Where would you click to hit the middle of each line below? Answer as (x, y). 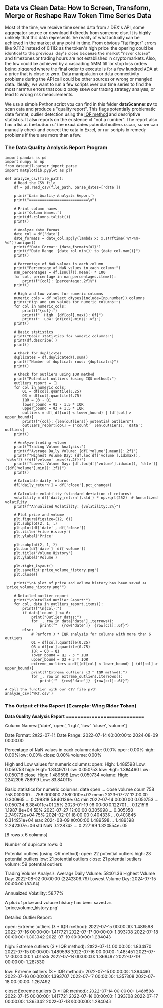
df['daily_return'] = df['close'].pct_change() (63, 485)
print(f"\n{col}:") (42, 609)
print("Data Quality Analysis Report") (54, 196)
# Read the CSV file (35, 183)
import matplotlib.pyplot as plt (39, 170)
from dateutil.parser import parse (41, 166)
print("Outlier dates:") (56, 617)
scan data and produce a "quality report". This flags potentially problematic (80, 109)
